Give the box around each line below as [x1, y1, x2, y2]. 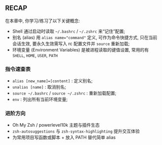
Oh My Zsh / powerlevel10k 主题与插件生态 [12, 122, 100, 128]
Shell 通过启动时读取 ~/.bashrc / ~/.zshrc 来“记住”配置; [12, 28, 125, 34]
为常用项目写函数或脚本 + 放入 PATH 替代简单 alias [12, 135, 116, 141]
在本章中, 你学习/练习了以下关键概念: [5, 17, 80, 24]
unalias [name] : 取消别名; [12, 84, 66, 90]
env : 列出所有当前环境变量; [12, 97, 68, 102]
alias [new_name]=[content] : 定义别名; [12, 78, 93, 84]
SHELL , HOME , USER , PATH [12, 52, 58, 58]
